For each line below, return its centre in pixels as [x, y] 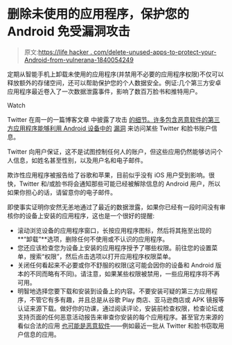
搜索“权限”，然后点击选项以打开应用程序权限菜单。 [102, 256]
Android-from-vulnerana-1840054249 [79, 60]
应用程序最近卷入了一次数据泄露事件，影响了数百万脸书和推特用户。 [104, 91]
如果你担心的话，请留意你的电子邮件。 [62, 192]
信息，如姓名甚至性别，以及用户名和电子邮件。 [80, 160]
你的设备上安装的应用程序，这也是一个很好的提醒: [84, 215]
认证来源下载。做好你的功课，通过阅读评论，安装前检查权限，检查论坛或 [120, 308]
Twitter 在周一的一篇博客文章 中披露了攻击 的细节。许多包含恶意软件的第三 [114, 119]
